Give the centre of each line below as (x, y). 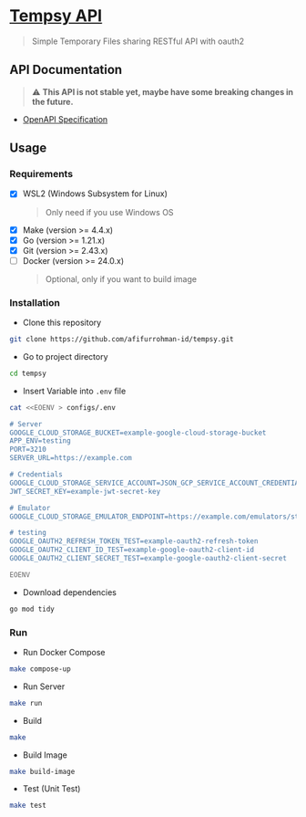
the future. (52, 101)
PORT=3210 (28, 450)
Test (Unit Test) (51, 789)
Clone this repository (62, 323)
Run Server (44, 686)
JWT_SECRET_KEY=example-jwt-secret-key (85, 491)
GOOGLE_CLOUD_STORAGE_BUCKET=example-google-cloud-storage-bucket (138, 433)
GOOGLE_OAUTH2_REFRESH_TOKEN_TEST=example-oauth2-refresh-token (134, 541)
